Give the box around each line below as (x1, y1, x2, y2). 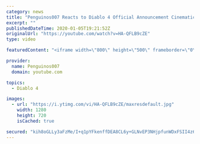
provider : (6, 58, 31, 64)
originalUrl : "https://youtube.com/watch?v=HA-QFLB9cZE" (6, 31, 151, 37)
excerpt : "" (6, 20, 36, 26)
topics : (6, 80, 26, 86)
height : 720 (17, 112, 46, 118)
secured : (6, 129, 28, 134)
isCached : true (17, 118, 55, 124)
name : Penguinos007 (11, 63, 60, 69)
